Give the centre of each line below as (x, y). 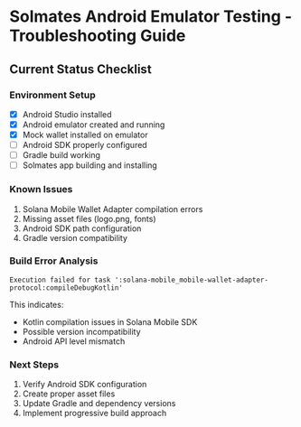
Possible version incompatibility (82, 331)
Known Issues (41, 190)
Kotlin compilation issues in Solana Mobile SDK (110, 321)
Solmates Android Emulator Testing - (151, 17)
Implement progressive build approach (94, 413)
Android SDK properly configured (85, 145)
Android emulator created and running (94, 125)
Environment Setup (53, 95)
